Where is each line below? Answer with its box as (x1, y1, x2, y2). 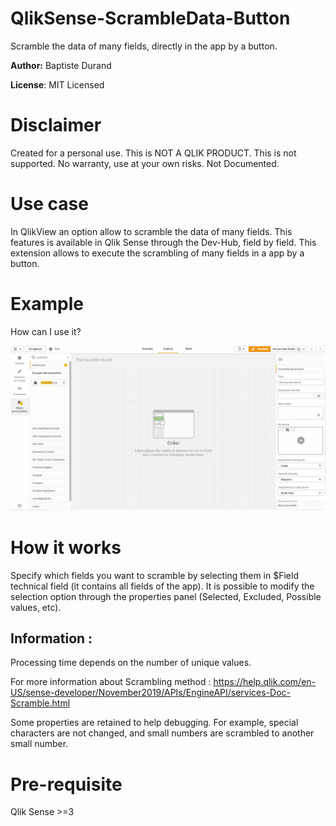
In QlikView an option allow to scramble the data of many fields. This (10, 225, 293, 237)
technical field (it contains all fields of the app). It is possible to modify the (10, 580, 315, 592)
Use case (10, 193, 89, 216)
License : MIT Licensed (10, 78, 105, 91)
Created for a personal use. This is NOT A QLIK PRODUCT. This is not (10, 147, 297, 159)
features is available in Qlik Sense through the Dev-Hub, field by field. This (10, 236, 317, 248)
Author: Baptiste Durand (10, 59, 112, 71)
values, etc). (10, 601, 62, 613)
